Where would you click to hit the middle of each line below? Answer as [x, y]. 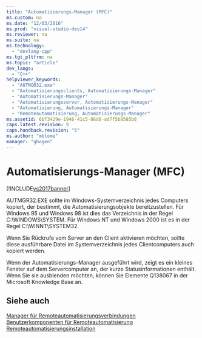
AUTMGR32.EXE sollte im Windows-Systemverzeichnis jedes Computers [97, 200]
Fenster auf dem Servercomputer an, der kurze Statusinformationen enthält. [101, 269]
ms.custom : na [24, 18]
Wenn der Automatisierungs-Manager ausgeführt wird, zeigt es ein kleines [99, 262]
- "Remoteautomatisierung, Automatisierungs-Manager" [81, 113]
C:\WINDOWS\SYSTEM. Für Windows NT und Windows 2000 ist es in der [98, 220]
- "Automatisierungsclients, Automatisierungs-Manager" [84, 91]
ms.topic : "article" [32, 63]
